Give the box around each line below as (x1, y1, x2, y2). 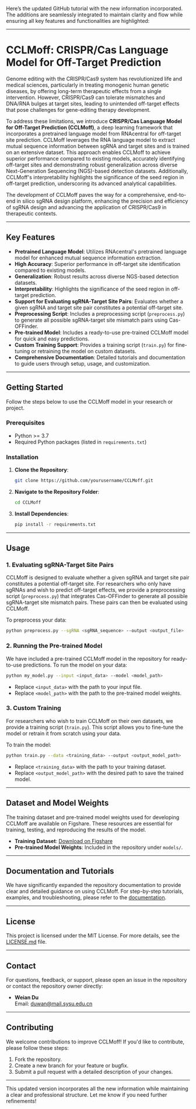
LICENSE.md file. (6, 939, 47, 946)
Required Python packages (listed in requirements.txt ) (14, 438, 147, 445)
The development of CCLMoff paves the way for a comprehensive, (6, 191, 167, 198)
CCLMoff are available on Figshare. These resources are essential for (6, 820, 173, 827)
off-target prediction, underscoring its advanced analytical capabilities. (6, 180, 177, 187)
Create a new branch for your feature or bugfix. (14, 1062, 129, 1069)
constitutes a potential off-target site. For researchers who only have (6, 580, 171, 588)
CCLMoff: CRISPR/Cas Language (6, 43, 169, 57)
